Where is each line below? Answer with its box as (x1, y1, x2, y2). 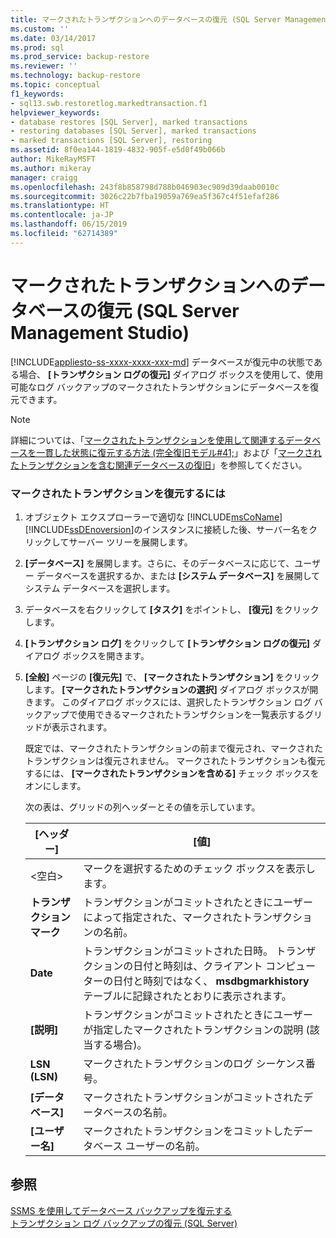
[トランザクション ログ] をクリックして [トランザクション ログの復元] (24, 637, 311, 649)
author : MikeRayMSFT (10, 154, 97, 164)
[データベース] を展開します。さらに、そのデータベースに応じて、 (24, 557, 295, 569)
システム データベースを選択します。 (24, 582, 176, 594)
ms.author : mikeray (10, 163, 92, 173)
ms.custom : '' (10, 24, 70, 34)
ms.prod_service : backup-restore (10, 52, 150, 62)
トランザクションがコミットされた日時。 (83, 944, 274, 958)
